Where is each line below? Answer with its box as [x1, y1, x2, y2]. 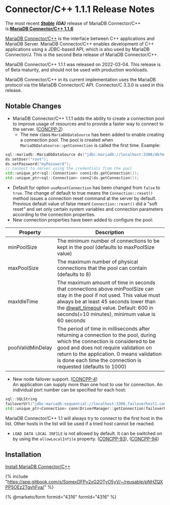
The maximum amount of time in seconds [57, 279, 156, 286]
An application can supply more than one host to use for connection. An [12, 382, 163, 387]
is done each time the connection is [57, 357, 142, 363]
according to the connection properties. [12, 211, 96, 217]
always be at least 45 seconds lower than [57, 298, 156, 305]
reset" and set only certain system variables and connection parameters [12, 206, 163, 212]
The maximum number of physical [57, 258, 138, 265]
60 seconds [57, 317, 86, 324]
